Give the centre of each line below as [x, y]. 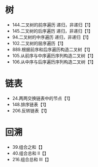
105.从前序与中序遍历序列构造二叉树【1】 [54, 55]
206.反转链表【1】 [31, 110]
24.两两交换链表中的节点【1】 [42, 98]
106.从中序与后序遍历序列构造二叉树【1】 [54, 62]
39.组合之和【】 [29, 147]
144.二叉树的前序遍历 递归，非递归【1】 [52, 25]
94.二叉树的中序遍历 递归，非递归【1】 [51, 37]
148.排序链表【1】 [30, 104]
